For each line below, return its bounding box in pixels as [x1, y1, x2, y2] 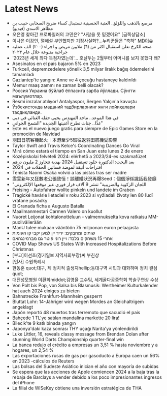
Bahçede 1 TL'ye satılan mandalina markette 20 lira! [12, 315, 120, 321]
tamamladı [12, 71, 34, 77]
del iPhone [12, 379, 35, 385]
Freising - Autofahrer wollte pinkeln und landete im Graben [12, 187, 135, 193]
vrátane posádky [12, 197, 48, 203]
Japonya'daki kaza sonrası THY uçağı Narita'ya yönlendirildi [12, 325, 138, 331]
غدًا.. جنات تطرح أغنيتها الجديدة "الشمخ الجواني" [12, 120, 103, 126]
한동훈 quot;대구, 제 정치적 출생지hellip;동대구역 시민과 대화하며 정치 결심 [12, 265, 158, 271]
